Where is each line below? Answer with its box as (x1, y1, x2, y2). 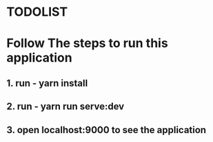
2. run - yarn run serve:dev (6, 101, 125, 113)
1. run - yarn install (6, 77, 88, 89)
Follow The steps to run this (6, 36, 168, 51)
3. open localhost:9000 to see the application (6, 124, 207, 136)
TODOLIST (6, 4, 68, 20)
